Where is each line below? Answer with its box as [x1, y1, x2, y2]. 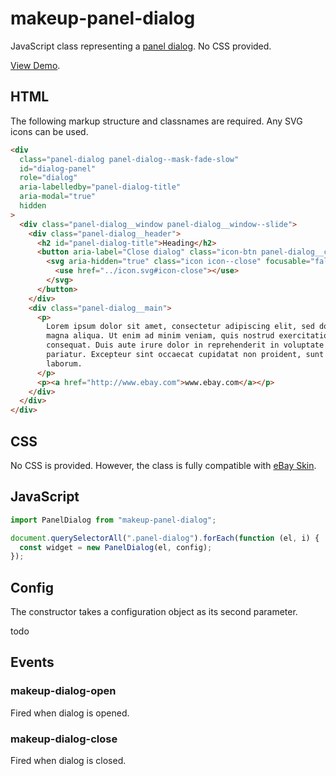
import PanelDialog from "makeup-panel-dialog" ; [10, 515, 217, 525]
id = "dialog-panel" [19, 163, 97, 174]
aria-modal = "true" [19, 192, 97, 202]
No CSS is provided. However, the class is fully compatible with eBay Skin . [10, 459, 317, 471]
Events [10, 654, 55, 671]
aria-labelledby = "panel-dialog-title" [19, 182, 182, 192]
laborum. [46, 358, 83, 369]
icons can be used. [10, 125, 89, 137]
